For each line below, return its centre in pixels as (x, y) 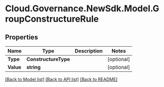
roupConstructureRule (52, 19)
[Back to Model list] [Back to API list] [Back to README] (61, 79)
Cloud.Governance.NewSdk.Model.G (82, 9)
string (33, 67)
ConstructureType (48, 59)
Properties (22, 37)
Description (89, 51)
